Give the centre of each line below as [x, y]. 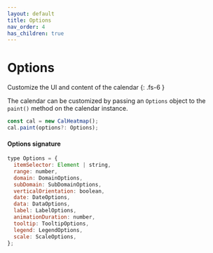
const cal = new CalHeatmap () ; [53, 121]
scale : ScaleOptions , [45, 237]
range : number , [36, 171]
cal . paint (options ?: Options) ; [53, 128]
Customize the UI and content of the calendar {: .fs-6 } [86, 88]
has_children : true [36, 33]
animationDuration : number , [55, 217]
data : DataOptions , [42, 204]
